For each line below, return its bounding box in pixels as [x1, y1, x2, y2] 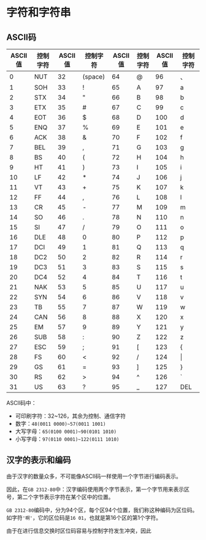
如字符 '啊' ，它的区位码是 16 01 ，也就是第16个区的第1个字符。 [6, 514, 162, 521]
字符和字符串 [6, 6, 72, 20]
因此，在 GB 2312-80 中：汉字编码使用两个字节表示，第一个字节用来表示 [6, 485, 185, 493]
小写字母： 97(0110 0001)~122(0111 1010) [15, 436, 120, 442]
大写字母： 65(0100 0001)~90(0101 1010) [15, 428, 117, 435]
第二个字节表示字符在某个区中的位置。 [17, 493, 114, 501]
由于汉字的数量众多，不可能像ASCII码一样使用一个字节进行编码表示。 [6, 472, 182, 480]
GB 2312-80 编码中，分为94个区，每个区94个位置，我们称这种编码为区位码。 [6, 506, 198, 514]
